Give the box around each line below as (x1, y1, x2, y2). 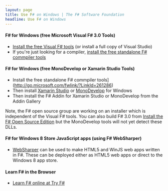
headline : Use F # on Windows (5, 17, 66, 22)
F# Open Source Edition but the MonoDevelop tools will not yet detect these (5, 119, 162, 125)
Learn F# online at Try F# (12, 180, 65, 186)
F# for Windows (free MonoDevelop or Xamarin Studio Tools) (5, 66, 135, 72)
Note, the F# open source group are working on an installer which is (5, 108, 146, 114)
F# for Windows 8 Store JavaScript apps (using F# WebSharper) (5, 135, 142, 141)
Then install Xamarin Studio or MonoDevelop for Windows (12, 87, 132, 93)
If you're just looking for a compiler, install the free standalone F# (12, 49, 147, 55)
